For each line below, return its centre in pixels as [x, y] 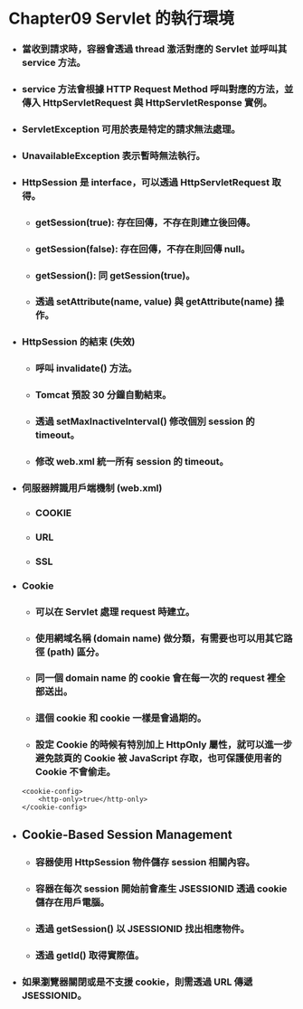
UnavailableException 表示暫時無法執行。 [113, 156]
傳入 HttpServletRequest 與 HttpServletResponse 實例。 [147, 103]
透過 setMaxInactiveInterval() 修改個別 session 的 [145, 421]
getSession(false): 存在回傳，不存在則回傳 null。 [142, 249]
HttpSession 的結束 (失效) [78, 342]
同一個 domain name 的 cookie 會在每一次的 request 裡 [156, 678]
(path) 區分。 [76, 652]
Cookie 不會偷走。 [76, 772]
